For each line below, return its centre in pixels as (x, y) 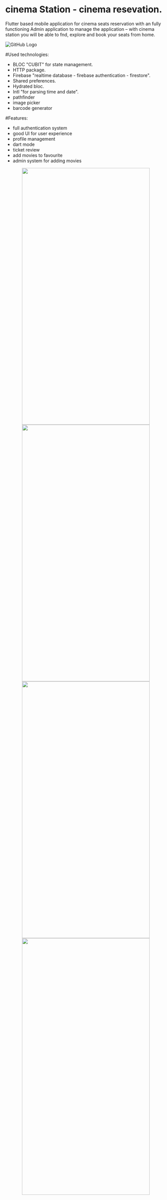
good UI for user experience (42, 133)
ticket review (26, 149)
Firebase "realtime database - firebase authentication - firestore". (81, 75)
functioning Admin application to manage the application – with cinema (80, 29)
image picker (26, 102)
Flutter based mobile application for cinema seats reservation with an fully (83, 24)
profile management (34, 139)
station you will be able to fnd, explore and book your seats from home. (80, 34)
